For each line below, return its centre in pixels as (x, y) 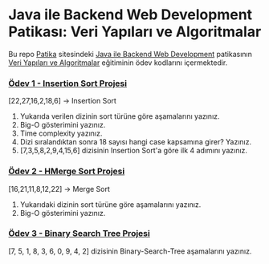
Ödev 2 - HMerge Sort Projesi (67, 172)
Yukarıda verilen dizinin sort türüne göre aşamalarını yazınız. (120, 116)
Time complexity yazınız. (61, 133)
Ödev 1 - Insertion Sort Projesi (67, 83)
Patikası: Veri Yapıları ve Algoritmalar (135, 32)
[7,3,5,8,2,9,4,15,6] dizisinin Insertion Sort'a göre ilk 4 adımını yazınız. (133, 151)
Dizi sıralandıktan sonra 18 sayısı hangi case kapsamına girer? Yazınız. (135, 142)
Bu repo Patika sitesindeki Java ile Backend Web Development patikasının (130, 54)
